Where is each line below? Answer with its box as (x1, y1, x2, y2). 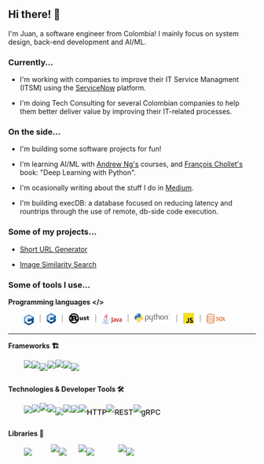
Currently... (8, 57, 53, 68)
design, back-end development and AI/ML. (8, 37, 147, 46)
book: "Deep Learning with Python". (19, 168, 136, 177)
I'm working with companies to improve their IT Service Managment (19, 75, 240, 84)
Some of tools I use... (8, 279, 91, 290)
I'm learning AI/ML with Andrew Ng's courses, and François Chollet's (19, 159, 244, 169)
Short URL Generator (19, 244, 88, 254)
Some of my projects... (8, 226, 97, 237)
